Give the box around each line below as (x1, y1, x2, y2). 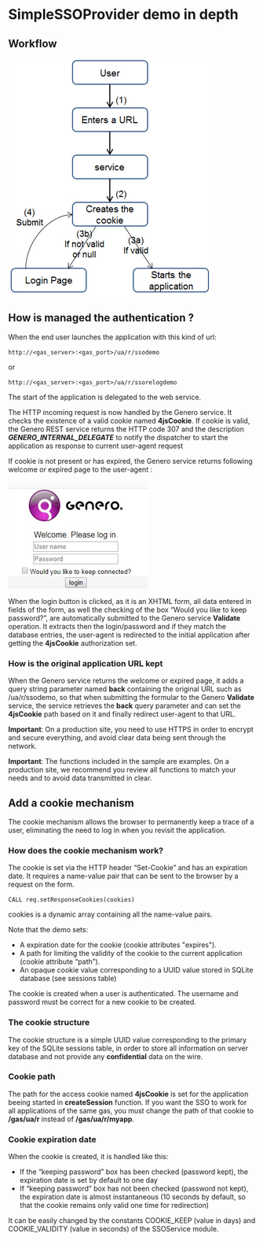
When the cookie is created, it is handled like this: (8, 1152, 169, 1161)
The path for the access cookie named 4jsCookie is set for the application (8, 1089, 249, 1098)
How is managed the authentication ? (8, 311, 195, 324)
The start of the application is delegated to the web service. (8, 392, 202, 402)
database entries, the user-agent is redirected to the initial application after (8, 630, 250, 639)
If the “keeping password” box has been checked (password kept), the (19, 1167, 249, 1176)
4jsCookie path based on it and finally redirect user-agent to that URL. (8, 709, 236, 719)
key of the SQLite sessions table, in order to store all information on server (8, 1043, 249, 1053)
